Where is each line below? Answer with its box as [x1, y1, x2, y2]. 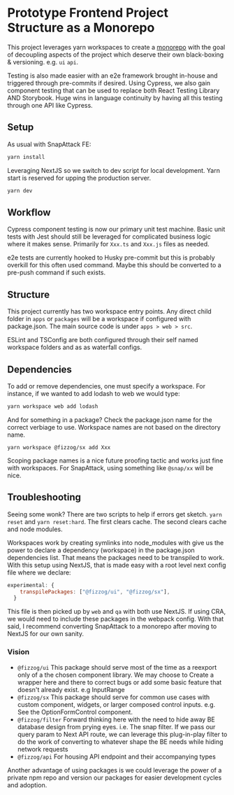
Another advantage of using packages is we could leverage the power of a [7, 766, 222, 774]
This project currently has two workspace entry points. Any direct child [7, 307, 212, 316]
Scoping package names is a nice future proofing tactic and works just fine [7, 456, 224, 465]
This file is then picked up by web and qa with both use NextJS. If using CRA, [7, 607, 226, 616]
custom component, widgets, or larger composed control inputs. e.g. [17, 700, 216, 708]
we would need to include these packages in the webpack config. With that [7, 614, 224, 624]
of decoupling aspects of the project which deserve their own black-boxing [7, 50, 224, 59]
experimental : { [7, 582, 54, 589]
